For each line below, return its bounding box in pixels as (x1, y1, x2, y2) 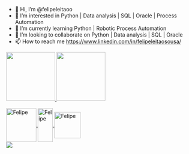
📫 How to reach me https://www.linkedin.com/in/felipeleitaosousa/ (14, 38, 182, 45)
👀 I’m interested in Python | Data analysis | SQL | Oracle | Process (14, 12, 177, 19)
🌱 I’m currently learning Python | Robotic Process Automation (14, 25, 167, 32)
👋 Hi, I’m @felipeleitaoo (14, 6, 73, 13)
